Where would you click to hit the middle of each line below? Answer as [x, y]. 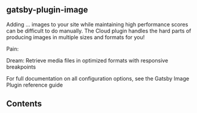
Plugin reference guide [35, 85]
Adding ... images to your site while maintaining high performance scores [97, 24]
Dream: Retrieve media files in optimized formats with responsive [87, 60]
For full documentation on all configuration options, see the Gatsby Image [98, 78]
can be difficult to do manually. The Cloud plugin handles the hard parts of [99, 31]
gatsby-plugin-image [47, 10]
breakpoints [21, 67]
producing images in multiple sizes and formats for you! [76, 37]
